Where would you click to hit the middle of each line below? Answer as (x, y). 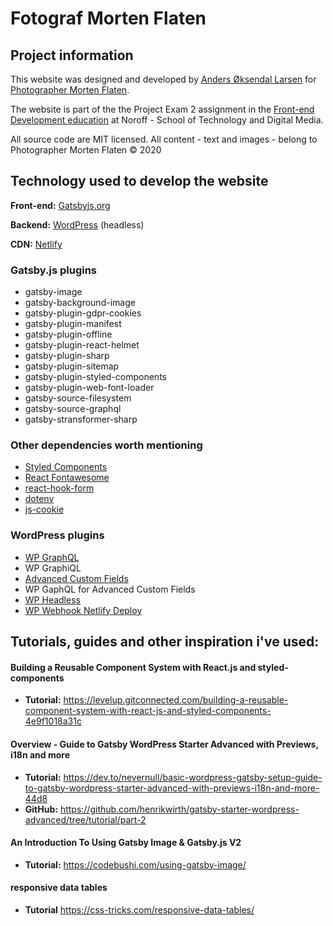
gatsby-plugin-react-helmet (82, 345)
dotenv (39, 499)
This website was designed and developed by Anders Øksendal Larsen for (163, 79)
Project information (72, 55)
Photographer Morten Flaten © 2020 (86, 150)
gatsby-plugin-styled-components (95, 377)
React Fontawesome (67, 478)
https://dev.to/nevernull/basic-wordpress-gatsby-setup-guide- (193, 777)
